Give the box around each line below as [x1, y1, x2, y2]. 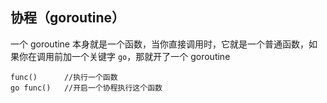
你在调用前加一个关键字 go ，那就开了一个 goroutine [18, 50, 231, 62]
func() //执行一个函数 [10, 72, 118, 82]
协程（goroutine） [10, 9, 126, 27]
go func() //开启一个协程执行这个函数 [10, 83, 163, 93]
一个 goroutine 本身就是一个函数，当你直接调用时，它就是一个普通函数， [10, 38, 309, 50]
